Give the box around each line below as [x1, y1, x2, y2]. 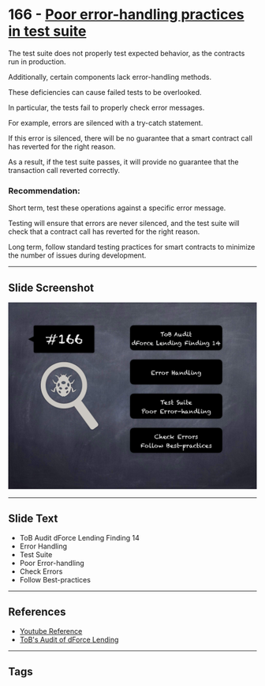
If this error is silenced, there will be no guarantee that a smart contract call [8, 133, 252, 143]
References [8, 605, 66, 619]
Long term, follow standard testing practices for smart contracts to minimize [8, 243, 256, 252]
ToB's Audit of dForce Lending [19, 635, 119, 644]
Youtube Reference [19, 626, 83, 635]
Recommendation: [8, 185, 80, 196]
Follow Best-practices [19, 575, 91, 584]
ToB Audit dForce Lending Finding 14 [19, 533, 140, 542]
